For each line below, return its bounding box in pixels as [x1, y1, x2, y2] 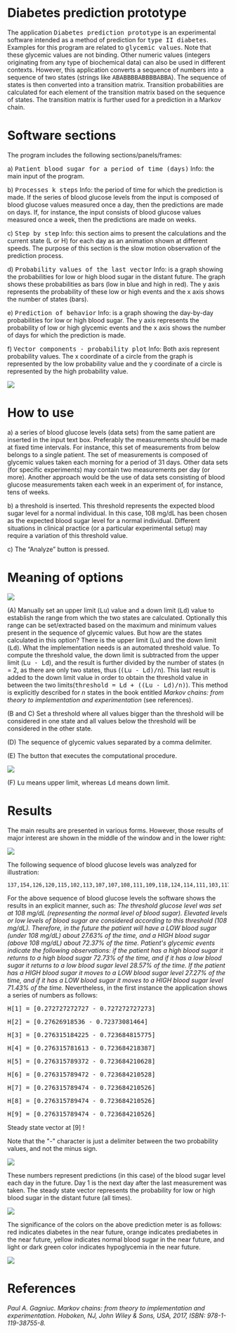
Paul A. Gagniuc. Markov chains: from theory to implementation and [7, 1303, 205, 1312]
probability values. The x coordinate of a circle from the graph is [7, 352, 193, 360]
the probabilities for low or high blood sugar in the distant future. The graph [7, 272, 226, 281]
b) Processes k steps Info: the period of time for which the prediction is [7, 185, 223, 194]
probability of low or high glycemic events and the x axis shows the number [7, 323, 226, 332]
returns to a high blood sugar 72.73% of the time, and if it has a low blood [7, 953, 223, 962]
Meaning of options [7, 569, 124, 585]
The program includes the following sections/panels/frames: [7, 150, 183, 159]
